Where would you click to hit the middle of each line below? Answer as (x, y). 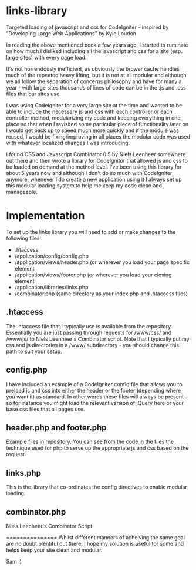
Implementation (45, 216)
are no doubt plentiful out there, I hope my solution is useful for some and (95, 543)
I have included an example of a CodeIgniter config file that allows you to (94, 384)
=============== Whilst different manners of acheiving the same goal (95, 537)
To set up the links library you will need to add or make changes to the (91, 232)
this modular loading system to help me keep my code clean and (84, 185)
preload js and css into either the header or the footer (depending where (94, 390)
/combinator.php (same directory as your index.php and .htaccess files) (101, 294)
